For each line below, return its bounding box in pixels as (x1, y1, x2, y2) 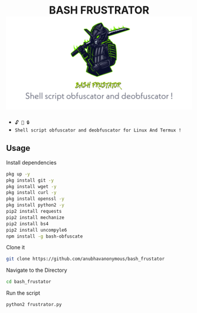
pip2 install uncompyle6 (6, 227, 67, 233)
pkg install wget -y (6, 183, 57, 189)
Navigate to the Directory (6, 266, 68, 274)
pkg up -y (6, 171, 31, 177)
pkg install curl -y (6, 190, 57, 196)
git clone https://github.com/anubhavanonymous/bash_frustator (6, 256, 165, 262)
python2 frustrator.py (6, 302, 62, 308)
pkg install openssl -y (6, 196, 65, 202)
